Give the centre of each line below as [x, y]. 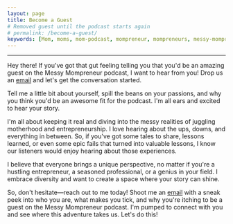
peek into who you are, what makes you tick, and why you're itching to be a [115, 200]
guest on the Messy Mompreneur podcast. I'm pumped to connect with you [115, 207]
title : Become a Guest [40, 20]
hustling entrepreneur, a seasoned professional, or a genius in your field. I [113, 172]
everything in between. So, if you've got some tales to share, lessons [106, 136]
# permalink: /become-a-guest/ [52, 33]
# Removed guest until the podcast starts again [79, 26]
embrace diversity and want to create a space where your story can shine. [113, 179]
